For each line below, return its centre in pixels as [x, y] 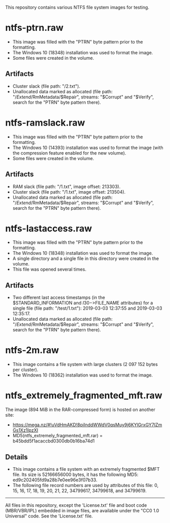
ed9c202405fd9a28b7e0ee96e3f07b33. [55, 480]
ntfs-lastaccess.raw [49, 228]
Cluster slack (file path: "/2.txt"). [46, 86]
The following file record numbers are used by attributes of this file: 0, [86, 485]
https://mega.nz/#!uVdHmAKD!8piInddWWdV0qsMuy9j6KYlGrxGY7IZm [87, 425]
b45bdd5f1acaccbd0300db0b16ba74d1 [54, 441]
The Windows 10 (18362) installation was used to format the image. [83, 375]
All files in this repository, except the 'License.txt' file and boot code [76, 505]
